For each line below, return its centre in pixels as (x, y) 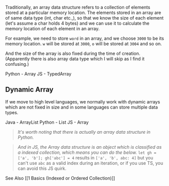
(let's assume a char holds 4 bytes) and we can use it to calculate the (77, 23)
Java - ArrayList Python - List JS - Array (47, 122)
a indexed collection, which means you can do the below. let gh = (87, 152)
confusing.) (17, 64)
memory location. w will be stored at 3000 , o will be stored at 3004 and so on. (84, 44)
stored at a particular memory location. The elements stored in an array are (83, 13)
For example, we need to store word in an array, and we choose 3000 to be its (85, 38)
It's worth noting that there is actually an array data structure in (84, 132)
